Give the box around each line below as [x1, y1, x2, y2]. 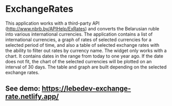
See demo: [5, 84, 41, 93]
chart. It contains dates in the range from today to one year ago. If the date [5, 52, 163, 59]
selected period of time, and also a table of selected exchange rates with [5, 42, 160, 48]
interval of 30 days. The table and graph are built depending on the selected [5, 64, 167, 70]
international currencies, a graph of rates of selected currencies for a [5, 37, 151, 43]
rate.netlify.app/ [5, 92, 59, 101]
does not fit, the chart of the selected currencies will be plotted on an [5, 58, 152, 64]
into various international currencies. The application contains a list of [5, 31, 153, 37]
